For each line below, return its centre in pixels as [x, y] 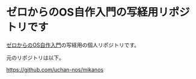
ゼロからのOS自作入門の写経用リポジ [98, 12]
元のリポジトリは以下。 [35, 57]
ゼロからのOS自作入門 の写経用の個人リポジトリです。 [73, 45]
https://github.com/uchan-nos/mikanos [55, 69]
